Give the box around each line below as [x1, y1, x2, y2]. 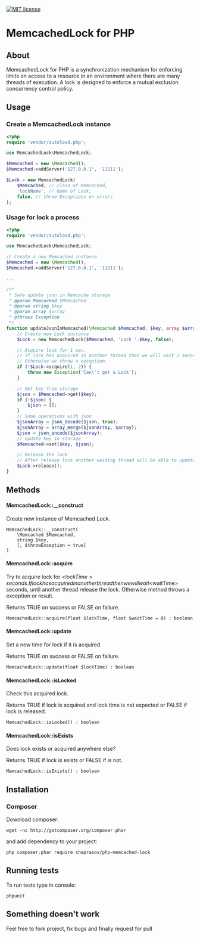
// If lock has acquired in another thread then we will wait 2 [17, 352, 180, 359]
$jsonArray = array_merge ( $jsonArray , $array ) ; [17, 424, 137, 431]
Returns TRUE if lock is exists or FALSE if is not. [6, 757, 123, 764]
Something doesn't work [6, 909, 100, 920]
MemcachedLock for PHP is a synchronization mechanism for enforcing [6, 66, 183, 73]
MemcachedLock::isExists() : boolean [6, 768, 100, 775]
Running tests [6, 865, 60, 876]
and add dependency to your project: [6, 838, 98, 845]
